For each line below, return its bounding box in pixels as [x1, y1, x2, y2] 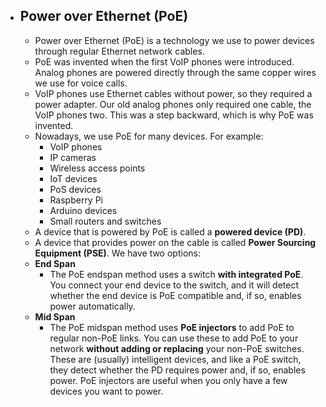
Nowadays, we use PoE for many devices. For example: [34, 130, 264, 142]
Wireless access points [49, 162, 146, 174]
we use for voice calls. [34, 77, 128, 89]
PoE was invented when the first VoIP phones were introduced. [34, 55, 295, 68]
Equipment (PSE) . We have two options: [34, 247, 201, 259]
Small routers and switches [49, 215, 162, 227]
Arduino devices [49, 204, 118, 216]
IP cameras [49, 151, 97, 163]
